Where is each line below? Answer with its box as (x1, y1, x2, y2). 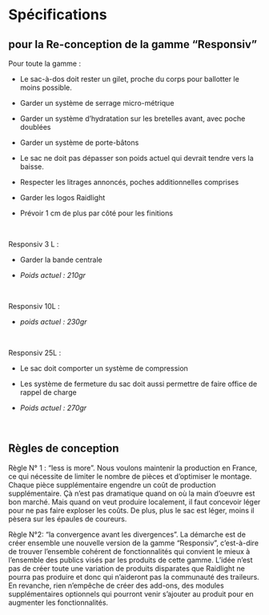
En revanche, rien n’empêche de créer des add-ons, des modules (8, 581, 224, 590)
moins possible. (19, 82, 72, 92)
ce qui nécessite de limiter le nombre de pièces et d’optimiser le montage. (8, 471, 252, 481)
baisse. (19, 162, 44, 171)
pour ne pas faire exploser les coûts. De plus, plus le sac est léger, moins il (8, 505, 255, 515)
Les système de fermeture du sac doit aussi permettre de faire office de (19, 379, 258, 388)
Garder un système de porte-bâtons (19, 138, 139, 147)
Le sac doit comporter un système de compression (19, 364, 188, 373)
